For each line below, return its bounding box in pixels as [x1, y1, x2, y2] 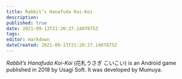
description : [6, 14, 39, 20]
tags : [6, 31, 20, 37]
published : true [6, 20, 47, 26]
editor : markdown [6, 37, 50, 42]
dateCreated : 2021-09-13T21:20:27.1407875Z [6, 42, 118, 48]
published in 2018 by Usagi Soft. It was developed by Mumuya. [6, 66, 163, 73]
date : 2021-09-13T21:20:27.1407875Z [6, 25, 98, 32]
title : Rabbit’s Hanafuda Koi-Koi [6, 8, 93, 15]
